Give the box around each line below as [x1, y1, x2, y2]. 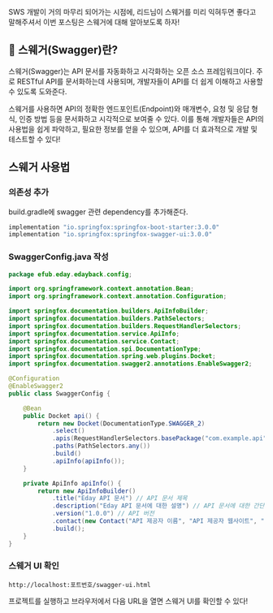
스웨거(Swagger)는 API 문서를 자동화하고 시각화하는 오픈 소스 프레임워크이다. [8, 66, 254, 76]
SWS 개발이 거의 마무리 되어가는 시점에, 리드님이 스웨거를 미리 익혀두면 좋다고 [8, 7, 257, 16]
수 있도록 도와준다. [8, 86, 67, 96]
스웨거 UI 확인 [8, 560, 59, 572]
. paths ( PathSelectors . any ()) [51, 442, 151, 451]
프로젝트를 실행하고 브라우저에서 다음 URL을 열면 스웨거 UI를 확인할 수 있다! [8, 596, 249, 606]
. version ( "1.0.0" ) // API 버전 [51, 510, 154, 518]
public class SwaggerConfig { [8, 389, 111, 398]
